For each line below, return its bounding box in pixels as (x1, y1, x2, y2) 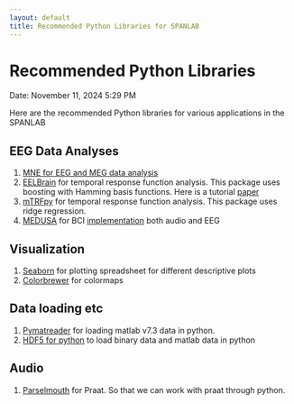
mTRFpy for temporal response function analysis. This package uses (22, 196, 278, 207)
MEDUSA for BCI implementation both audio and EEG (22, 216, 221, 226)
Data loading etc (9, 301, 104, 317)
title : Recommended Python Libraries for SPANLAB (9, 22, 200, 31)
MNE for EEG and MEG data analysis (22, 168, 159, 179)
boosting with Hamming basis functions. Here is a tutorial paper (22, 187, 260, 197)
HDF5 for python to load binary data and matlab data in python (22, 335, 255, 345)
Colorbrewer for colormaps (22, 275, 124, 286)
